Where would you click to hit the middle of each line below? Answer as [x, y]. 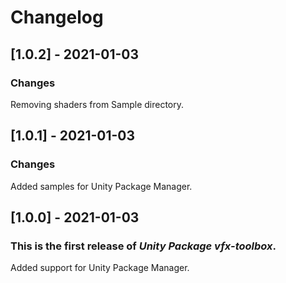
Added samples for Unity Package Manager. [101, 186]
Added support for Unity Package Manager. [100, 268]
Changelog [57, 17]
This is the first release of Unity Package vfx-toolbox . [143, 246]
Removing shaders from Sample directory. [97, 104]
